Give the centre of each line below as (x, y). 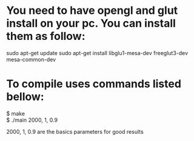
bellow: (25, 97)
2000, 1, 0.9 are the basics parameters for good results (75, 131)
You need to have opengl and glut (92, 11)
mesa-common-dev (31, 59)
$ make (16, 113)
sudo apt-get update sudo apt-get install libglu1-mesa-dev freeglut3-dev (97, 53)
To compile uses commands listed (94, 84)
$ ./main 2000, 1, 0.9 (32, 120)
